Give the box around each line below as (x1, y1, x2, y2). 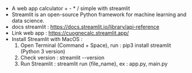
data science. (11, 17, 45, 24)
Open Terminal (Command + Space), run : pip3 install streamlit (20, 42, 172, 49)
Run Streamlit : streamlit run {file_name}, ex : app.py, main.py (20, 60, 168, 67)
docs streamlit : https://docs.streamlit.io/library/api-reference (11, 23, 160, 30)
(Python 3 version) (20, 48, 66, 54)
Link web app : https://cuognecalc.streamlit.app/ (11, 30, 129, 36)
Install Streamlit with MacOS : (11, 36, 83, 42)
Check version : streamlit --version (20, 54, 105, 61)
